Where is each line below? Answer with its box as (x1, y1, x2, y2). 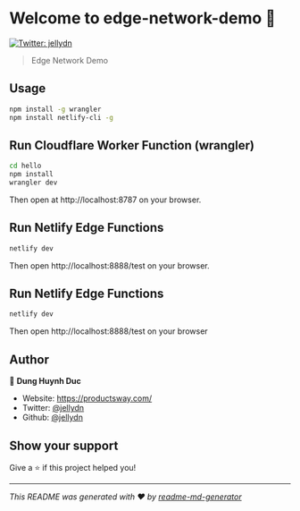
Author (9, 352, 49, 367)
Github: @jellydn (21, 412, 83, 423)
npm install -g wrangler (9, 105, 102, 114)
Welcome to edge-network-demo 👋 (9, 8, 277, 29)
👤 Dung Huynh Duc (9, 376, 82, 387)
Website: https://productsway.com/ (21, 393, 153, 404)
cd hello (9, 161, 42, 171)
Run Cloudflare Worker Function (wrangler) (9, 138, 255, 153)
